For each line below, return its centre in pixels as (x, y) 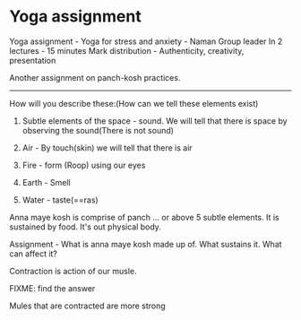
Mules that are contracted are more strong (87, 306)
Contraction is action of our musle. (73, 271)
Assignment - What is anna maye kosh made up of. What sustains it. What (146, 244)
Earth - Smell (46, 182)
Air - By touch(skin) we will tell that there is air (107, 147)
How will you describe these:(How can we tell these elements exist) (134, 103)
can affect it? (34, 254)
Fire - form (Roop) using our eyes (84, 165)
